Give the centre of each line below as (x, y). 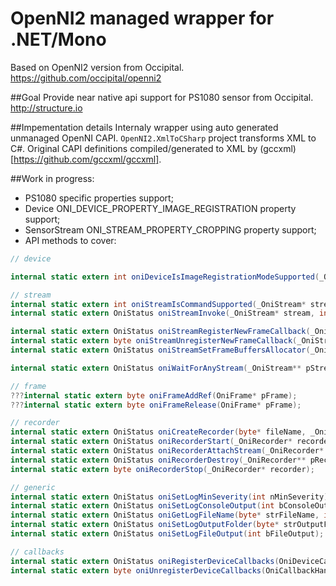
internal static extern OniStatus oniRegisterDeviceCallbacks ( (145, 561)
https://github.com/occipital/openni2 (86, 78)
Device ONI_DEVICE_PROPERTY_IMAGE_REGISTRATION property (160, 208)
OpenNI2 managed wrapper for (142, 18)
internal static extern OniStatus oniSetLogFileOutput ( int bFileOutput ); (167, 534)
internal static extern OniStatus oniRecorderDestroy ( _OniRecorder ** (158, 460)
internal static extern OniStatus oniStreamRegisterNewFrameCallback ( (160, 332)
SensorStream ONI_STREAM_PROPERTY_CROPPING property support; (170, 229)
